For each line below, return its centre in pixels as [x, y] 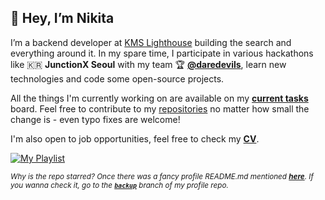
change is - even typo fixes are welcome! [95, 119]
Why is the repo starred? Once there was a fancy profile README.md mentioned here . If [162, 176]
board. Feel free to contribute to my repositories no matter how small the [160, 108]
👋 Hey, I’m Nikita [62, 18]
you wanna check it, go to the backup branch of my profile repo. [119, 185]
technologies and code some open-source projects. [117, 78]
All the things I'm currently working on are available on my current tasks [159, 98]
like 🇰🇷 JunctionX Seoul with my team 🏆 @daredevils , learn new [148, 64]
